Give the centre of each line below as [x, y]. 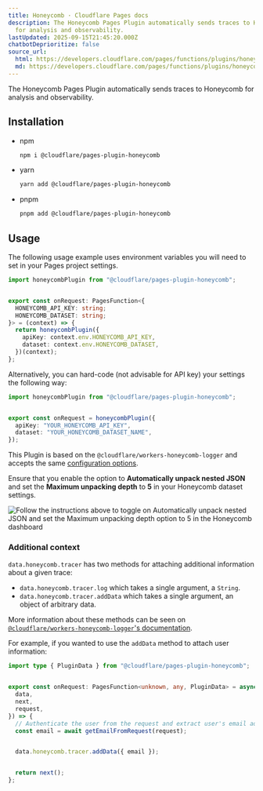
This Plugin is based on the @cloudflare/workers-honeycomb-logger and [123, 455]
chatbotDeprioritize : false [54, 45]
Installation [36, 122]
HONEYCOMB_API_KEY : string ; [61, 308]
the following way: [38, 382]
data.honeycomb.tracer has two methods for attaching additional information [131, 564]
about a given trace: [40, 573]
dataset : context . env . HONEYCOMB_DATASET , [90, 345]
